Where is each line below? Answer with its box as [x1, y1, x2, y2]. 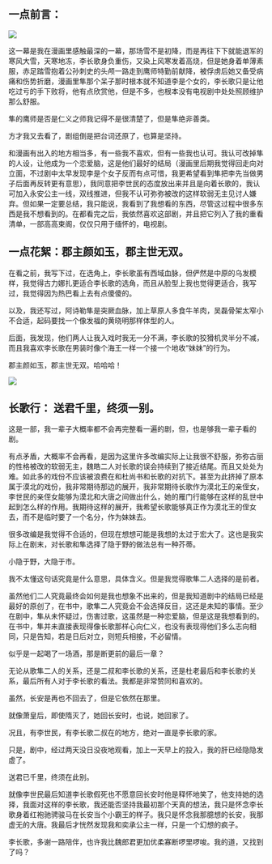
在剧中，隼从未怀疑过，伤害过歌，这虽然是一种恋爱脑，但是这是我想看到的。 [8, 611, 264, 621]
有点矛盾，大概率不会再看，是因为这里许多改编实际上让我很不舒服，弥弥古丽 [8, 452, 264, 462]
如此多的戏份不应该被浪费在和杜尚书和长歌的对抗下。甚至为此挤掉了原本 [22, 472, 264, 482]
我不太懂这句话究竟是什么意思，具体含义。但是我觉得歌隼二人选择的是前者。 [8, 574, 264, 584]
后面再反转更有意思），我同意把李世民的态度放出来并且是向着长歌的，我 [15, 178, 253, 188]
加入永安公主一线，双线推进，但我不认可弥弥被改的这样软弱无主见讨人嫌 [15, 189, 257, 198]
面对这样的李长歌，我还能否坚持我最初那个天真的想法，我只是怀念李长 [29, 800, 264, 810]
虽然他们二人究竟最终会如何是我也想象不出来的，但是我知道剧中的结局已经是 [8, 591, 264, 601]
